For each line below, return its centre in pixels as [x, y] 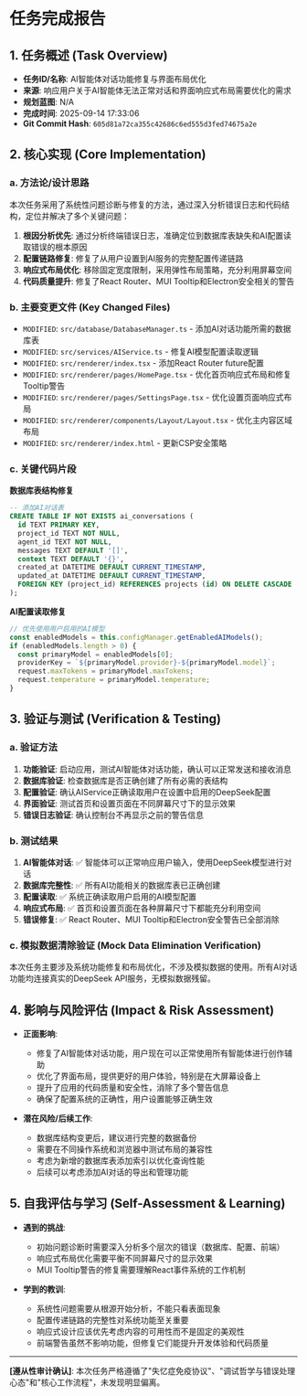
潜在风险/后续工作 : [58, 1118]
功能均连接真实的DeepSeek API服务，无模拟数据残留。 [113, 978]
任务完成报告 [58, 19]
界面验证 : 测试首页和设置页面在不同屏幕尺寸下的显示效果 [129, 803]
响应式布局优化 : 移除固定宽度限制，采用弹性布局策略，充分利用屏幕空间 [157, 270]
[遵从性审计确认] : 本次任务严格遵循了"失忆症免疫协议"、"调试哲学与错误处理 [153, 1370]
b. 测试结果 [34, 840]
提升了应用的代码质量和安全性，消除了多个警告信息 [132, 1087]
